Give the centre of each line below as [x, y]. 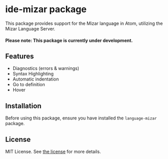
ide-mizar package [46, 9]
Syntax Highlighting [33, 74]
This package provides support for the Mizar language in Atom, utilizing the [84, 23]
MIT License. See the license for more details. [53, 151]
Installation [23, 106]
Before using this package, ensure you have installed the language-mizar [81, 118]
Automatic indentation [36, 79]
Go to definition [29, 85]
